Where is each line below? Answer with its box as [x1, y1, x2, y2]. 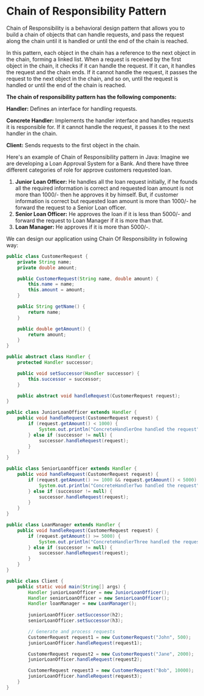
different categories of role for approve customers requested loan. [6, 166, 172, 173]
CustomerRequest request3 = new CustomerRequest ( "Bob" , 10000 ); [28, 667, 194, 673]
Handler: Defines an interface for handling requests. [6, 105, 138, 112]
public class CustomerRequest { [6, 253, 88, 259]
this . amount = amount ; [28, 287, 86, 293]
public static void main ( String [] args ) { [17, 583, 126, 590]
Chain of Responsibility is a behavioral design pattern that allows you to [6, 24, 185, 32]
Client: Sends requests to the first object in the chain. [6, 141, 141, 148]
